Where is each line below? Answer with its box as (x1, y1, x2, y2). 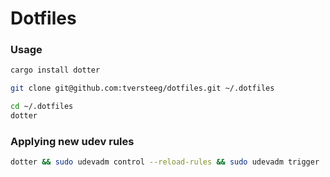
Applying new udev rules (10, 134, 135, 148)
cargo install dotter (10, 65, 101, 76)
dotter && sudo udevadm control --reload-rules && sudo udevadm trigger (10, 157, 320, 167)
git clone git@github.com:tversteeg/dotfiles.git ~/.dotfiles (10, 83, 275, 94)
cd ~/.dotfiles (10, 102, 74, 112)
